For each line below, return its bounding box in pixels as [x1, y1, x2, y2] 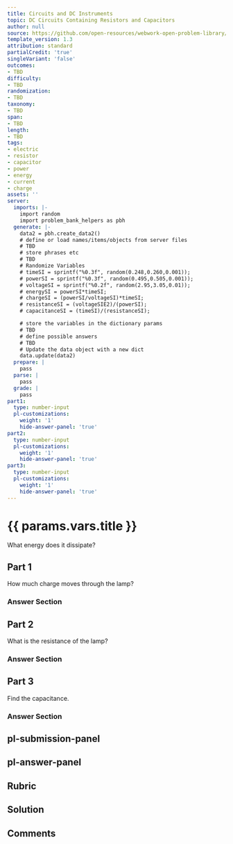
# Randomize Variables [19, 262, 85, 269]
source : [7, 29, 30, 37]
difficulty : [7, 74, 42, 82]
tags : [7, 140, 23, 147]
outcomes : [7, 62, 36, 69]
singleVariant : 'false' [7, 56, 76, 63]
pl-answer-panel [7, 756, 82, 768]
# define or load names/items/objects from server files [19, 236, 188, 243]
